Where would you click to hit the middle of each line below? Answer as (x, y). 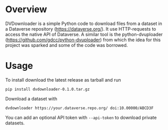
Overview (26, 9)
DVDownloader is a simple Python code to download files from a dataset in (84, 23)
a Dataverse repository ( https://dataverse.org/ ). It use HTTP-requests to (81, 29)
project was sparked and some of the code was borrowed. (67, 45)
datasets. (15, 123)
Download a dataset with (31, 98)
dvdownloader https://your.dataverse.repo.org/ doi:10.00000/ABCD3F (79, 108)
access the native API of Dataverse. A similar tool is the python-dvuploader (84, 34)
